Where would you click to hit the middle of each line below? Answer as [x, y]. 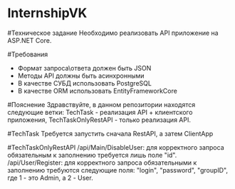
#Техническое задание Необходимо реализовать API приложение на [113, 33]
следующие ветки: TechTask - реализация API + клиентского [100, 112]
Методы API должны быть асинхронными [81, 76]
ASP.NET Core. [30, 40]
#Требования [28, 54]
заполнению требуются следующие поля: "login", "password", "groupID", [118, 170]
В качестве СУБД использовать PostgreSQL [84, 83]
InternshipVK [47, 13]
